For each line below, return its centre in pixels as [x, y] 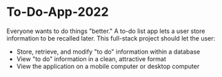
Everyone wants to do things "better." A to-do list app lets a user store [106, 31]
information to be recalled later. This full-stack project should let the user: [111, 38]
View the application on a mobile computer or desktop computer [108, 66]
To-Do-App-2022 [58, 12]
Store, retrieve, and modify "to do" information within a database [108, 52]
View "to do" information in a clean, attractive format [91, 58]
